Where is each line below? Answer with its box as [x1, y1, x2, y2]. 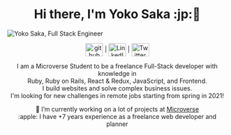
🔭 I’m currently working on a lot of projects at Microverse [35, 104, 200, 113]
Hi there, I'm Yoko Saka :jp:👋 [33, 6, 201, 22]
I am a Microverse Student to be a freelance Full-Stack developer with [16, 62, 218, 70]
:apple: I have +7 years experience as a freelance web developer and [17, 112, 217, 120]
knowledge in [97, 69, 137, 77]
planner [106, 120, 128, 128]
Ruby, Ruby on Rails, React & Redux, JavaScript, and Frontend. [27, 77, 207, 85]
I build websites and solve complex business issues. [42, 84, 193, 93]
